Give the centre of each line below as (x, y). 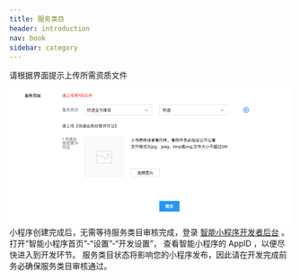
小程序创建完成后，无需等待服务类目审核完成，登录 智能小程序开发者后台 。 (149, 232)
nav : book (28, 38)
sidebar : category (44, 48)
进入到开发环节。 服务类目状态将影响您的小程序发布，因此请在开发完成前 (152, 254)
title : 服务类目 (37, 19)
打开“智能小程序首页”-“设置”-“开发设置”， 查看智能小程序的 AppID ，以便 (143, 243)
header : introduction (50, 28)
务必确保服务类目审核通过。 (61, 266)
